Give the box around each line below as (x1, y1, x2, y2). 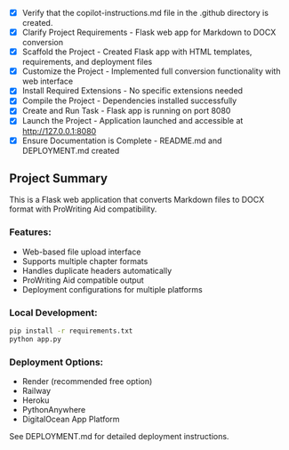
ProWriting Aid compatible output (21, 275, 144, 285)
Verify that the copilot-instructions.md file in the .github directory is (21, 8, 269, 18)
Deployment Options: (9, 356, 104, 368)
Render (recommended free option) (21, 376, 153, 387)
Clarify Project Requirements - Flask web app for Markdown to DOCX (21, 27, 277, 38)
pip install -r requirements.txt (9, 326, 133, 335)
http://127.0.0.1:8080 (21, 125, 97, 136)
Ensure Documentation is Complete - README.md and (21, 135, 222, 146)
